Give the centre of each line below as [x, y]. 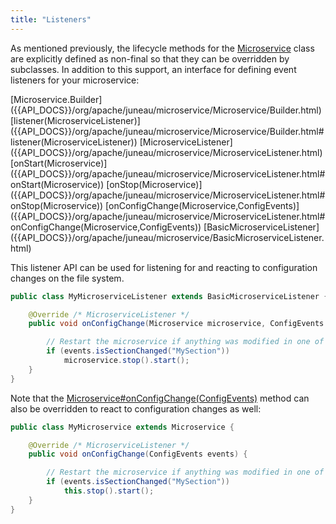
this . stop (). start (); [109, 491]
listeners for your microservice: [75, 80]
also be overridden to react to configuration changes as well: [136, 408]
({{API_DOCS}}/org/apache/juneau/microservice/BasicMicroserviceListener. [167, 237]
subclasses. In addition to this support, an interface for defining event [153, 69]
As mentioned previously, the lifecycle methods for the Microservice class [162, 48]
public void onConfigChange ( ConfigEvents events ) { [138, 454]
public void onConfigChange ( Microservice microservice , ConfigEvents [176, 324]
